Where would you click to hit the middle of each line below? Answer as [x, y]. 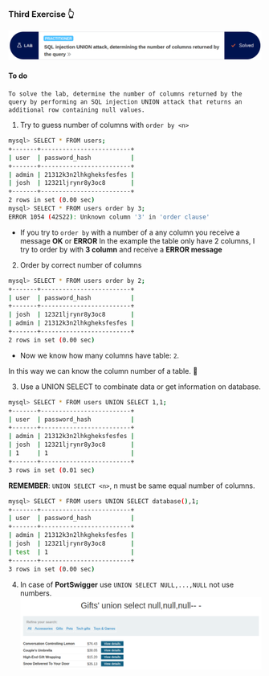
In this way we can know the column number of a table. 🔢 [103, 371]
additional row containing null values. [77, 110]
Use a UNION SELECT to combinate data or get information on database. [140, 387]
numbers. [36, 593]
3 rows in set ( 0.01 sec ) [51, 470]
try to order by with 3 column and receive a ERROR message [121, 249]
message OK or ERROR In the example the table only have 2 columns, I [137, 240]
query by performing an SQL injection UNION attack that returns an [125, 102]
